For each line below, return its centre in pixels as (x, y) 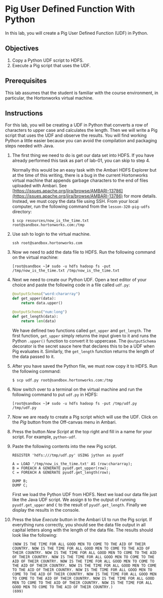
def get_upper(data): (34, 299)
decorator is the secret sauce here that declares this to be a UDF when (83, 346)
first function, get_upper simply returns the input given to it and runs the (84, 336)
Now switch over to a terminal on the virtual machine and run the (77, 389)
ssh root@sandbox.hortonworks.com (47, 243)
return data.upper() (42, 303)
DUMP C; (20, 485)
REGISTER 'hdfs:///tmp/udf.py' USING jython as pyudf (68, 455)
